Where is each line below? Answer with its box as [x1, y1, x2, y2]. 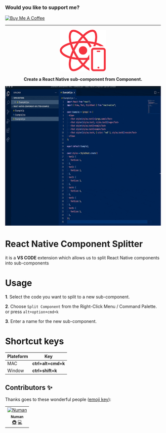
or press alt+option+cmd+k [5, 309, 59, 314]
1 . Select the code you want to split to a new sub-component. [5, 294, 130, 300]
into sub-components [5, 260, 49, 266]
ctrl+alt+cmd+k [32, 361, 65, 367]
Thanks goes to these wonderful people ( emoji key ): [5, 396, 112, 403]
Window [7, 368, 24, 373]
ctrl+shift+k [32, 368, 57, 373]
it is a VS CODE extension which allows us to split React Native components [5, 254, 160, 260]
